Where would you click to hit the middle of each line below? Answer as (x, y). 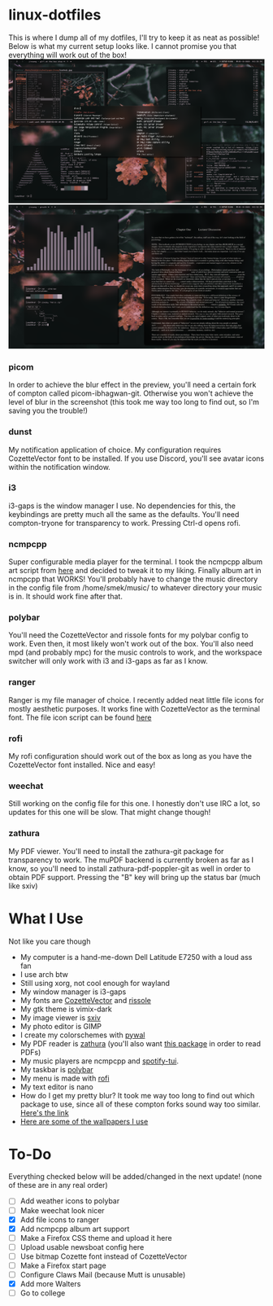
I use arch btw (44, 974)
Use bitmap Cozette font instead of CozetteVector (104, 1256)
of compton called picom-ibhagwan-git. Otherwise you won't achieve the (131, 393)
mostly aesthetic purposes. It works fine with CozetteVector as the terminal (134, 708)
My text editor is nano (56, 1087)
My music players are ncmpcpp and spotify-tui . (99, 1061)
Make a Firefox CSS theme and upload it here (96, 1238)
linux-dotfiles (55, 15)
